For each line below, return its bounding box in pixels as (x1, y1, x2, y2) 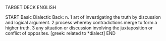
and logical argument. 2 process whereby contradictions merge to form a (5, 20, 157, 25)
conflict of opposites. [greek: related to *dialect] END (5, 30, 116, 36)
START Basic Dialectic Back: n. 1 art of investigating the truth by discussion (5, 14, 161, 20)
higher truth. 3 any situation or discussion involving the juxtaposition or (5, 25, 153, 31)
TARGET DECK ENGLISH (5, 5, 57, 10)
